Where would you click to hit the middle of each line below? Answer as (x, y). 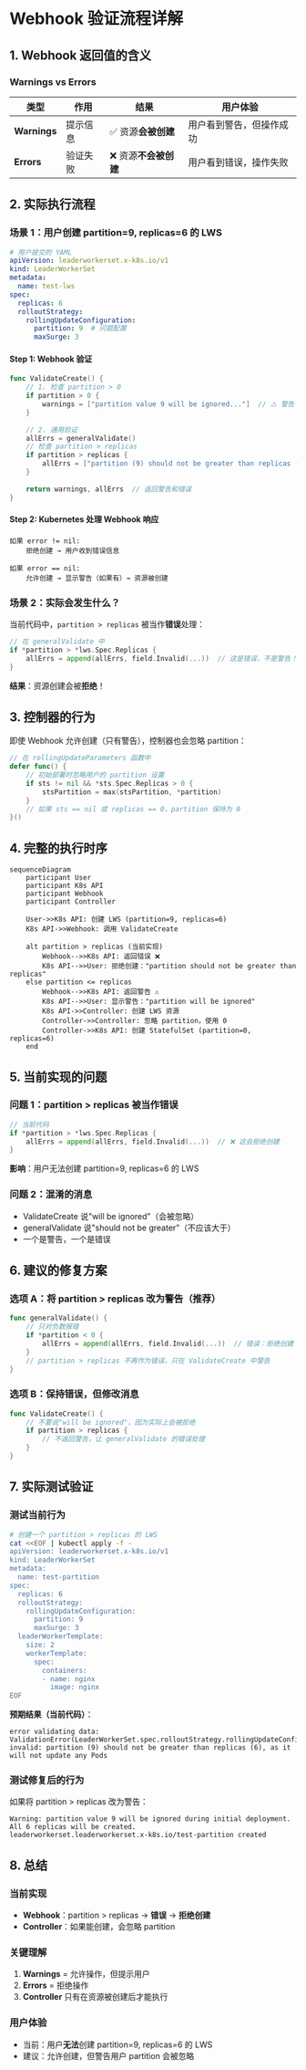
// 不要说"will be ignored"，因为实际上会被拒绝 (111, 1422)
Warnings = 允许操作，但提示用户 (86, 1974)
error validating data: (55, 1732)
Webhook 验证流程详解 (97, 19)
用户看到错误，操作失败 (238, 162)
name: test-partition (59, 1577)
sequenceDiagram (40, 870)
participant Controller (71, 902)
